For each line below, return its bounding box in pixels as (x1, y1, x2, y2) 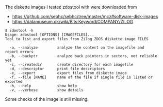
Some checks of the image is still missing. (5, 96, 89, 102)
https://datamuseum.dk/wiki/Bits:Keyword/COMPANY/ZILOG (12, 19, 133, 24)
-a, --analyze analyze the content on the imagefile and (9, 45, 145, 50)
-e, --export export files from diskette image (9, 71, 127, 75)
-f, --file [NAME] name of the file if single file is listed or (9, 75, 153, 80)
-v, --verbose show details (9, 88, 83, 92)
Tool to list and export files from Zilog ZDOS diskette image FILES (5, 36, 149, 41)
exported (5, 79, 23, 84)
